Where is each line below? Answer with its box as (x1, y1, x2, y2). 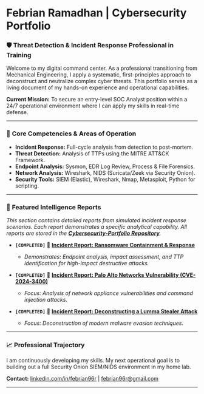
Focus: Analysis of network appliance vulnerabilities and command (24, 290, 193, 297)
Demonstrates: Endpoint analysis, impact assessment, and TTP (24, 253, 184, 260)
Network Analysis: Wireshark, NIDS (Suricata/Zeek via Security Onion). (15, 169, 195, 176)
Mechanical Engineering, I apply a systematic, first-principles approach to (6, 71, 191, 78)
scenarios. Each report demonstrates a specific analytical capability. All (6, 223, 187, 231)
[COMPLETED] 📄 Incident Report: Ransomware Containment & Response (15, 242, 195, 249)
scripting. (15, 182, 39, 189)
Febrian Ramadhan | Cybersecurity (6, 6, 187, 20)
